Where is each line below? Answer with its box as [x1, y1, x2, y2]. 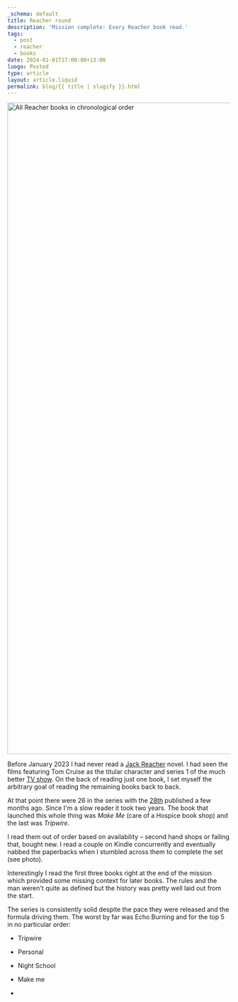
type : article [7, 69, 50, 77]
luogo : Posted [7, 63, 50, 70]
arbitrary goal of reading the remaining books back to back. [7, 782, 181, 791]
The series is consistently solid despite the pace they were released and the [7, 905, 229, 914]
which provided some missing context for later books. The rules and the [7, 877, 217, 885]
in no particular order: [7, 921, 71, 929]
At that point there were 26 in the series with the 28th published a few [7, 796, 211, 805]
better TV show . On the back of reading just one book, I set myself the [7, 775, 212, 784]
